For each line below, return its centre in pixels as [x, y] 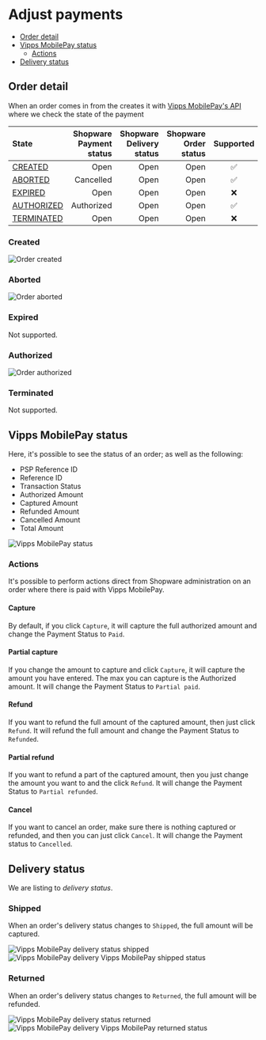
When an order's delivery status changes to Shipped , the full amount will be [131, 926]
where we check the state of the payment [76, 114]
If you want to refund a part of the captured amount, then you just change [129, 775]
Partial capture [33, 652]
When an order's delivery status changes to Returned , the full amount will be [133, 996]
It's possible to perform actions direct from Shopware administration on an [130, 581]
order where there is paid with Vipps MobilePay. [86, 590]
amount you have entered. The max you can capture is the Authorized [122, 678]
